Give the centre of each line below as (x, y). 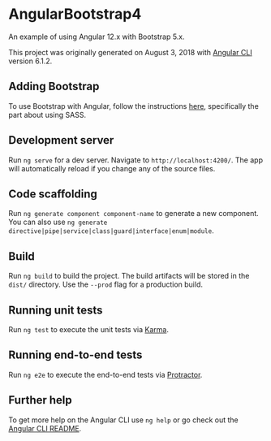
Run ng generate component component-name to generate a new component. (134, 214)
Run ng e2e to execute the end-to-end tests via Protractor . (105, 374)
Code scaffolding (53, 194)
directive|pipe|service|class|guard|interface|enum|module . (111, 231)
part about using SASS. (47, 115)
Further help (41, 400)
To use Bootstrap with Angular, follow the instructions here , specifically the (134, 106)
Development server (61, 140)
